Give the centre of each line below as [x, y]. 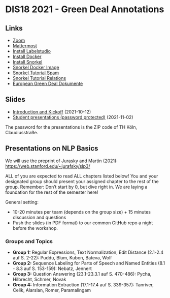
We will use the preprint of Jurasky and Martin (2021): [61, 161]
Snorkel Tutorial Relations [39, 78]
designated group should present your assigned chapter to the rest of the [82, 181]
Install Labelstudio [31, 51]
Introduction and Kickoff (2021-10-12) [52, 112]
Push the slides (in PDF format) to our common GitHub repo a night [83, 223]
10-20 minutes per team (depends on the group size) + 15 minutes [82, 212]
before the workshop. [35, 228]
